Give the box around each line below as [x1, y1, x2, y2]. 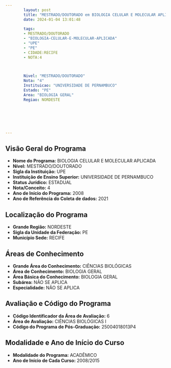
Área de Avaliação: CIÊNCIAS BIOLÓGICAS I [12, 318, 107, 324]
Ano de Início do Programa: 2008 [12, 190, 84, 196]
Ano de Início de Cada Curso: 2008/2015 [12, 357, 100, 363]
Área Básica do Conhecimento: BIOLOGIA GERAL [12, 274, 118, 280]
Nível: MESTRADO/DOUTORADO [12, 163, 82, 169]
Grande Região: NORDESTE [12, 224, 72, 230]
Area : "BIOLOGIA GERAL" [23, 92, 74, 97]
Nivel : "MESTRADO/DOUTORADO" [23, 73, 85, 79]
